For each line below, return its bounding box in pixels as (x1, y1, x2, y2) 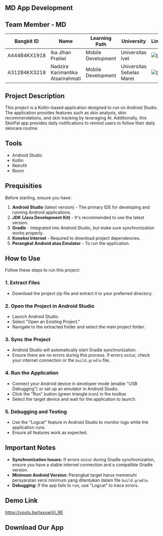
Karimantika (50, 69, 78, 76)
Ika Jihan (50, 49, 71, 56)
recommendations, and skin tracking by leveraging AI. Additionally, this (5, 115, 147, 121)
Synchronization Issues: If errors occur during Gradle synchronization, (12, 456, 155, 462)
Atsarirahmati (50, 75, 81, 82)
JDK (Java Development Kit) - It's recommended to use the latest (12, 214, 145, 220)
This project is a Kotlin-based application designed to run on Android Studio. (5, 104, 158, 111)
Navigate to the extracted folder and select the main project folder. (12, 324, 146, 330)
